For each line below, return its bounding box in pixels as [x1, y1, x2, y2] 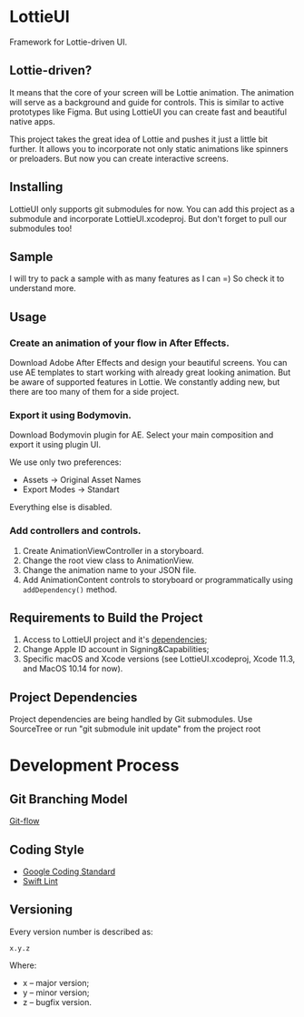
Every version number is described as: [9, 926, 153, 937]
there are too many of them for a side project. [9, 387, 180, 398]
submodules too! [9, 223, 73, 234]
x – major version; [22, 977, 90, 988]
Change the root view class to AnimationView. [22, 555, 194, 566]
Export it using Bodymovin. [9, 408, 132, 421]
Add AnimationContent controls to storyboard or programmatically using [22, 574, 293, 585]
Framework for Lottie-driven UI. [9, 36, 128, 47]
